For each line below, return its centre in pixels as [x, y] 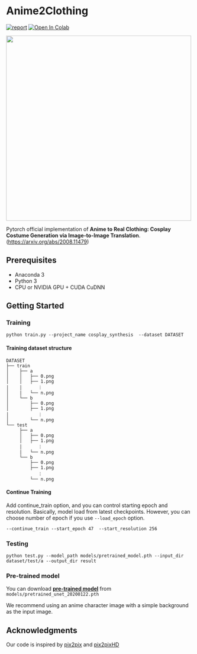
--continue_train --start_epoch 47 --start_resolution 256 [82, 528]
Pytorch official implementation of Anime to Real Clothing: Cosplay [89, 229]
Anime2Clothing [47, 11]
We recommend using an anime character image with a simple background [97, 605]
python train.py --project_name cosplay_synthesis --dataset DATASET [95, 335]
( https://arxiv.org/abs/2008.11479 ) [48, 242]
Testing [17, 543]
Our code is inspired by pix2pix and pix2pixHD [63, 645]
